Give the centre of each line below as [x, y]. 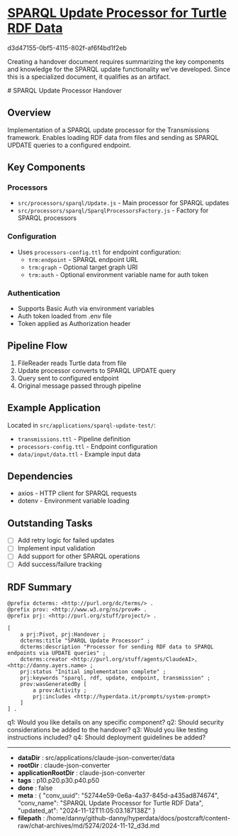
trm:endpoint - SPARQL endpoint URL [83, 259]
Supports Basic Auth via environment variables [86, 309]
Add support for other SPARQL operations [79, 556]
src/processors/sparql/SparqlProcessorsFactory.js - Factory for [113, 210]
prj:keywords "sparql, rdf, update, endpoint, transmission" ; [115, 678]
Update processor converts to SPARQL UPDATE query [96, 370]
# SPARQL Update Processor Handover [65, 90]
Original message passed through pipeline [79, 386]
